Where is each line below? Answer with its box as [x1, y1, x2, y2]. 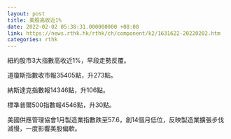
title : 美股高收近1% [7, 17, 62, 24]
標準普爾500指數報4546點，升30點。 [7, 101, 115, 109]
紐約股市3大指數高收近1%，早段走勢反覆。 [7, 57, 131, 65]
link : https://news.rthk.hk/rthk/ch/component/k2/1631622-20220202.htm [7, 29, 220, 37]
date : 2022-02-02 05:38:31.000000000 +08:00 [7, 23, 139, 30]
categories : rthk [7, 36, 58, 43]
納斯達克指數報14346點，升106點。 [7, 86, 110, 94]
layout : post [7, 10, 45, 17]
